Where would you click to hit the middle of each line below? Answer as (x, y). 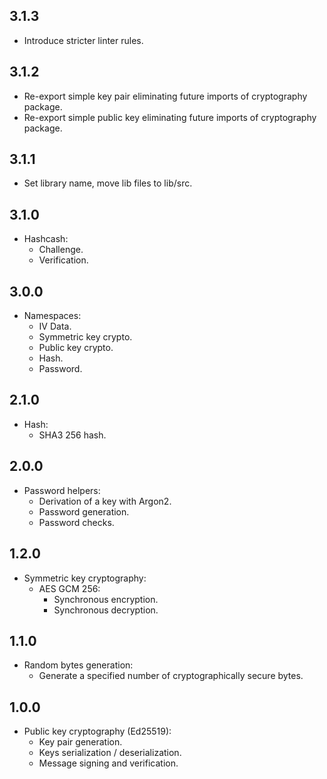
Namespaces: (52, 316)
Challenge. (61, 250)
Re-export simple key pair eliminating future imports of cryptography (165, 96)
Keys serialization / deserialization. (110, 753)
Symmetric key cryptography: (85, 578)
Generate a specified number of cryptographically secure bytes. (171, 676)
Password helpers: (62, 490)
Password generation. (84, 511)
